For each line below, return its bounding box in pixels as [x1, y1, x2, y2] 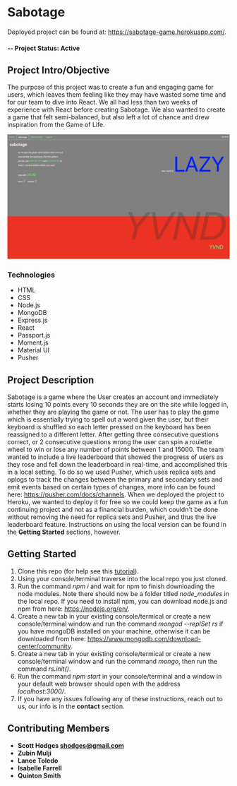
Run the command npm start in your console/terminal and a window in [17, 672, 222, 680]
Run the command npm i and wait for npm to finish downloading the [17, 582, 215, 590]
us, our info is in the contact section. [17, 702, 125, 710]
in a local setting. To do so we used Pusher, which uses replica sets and [7, 468, 217, 476]
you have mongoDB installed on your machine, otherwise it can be [17, 626, 211, 636]
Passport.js [17, 331, 51, 340]
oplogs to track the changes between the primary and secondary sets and [7, 475, 223, 484]
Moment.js [17, 338, 49, 347]
